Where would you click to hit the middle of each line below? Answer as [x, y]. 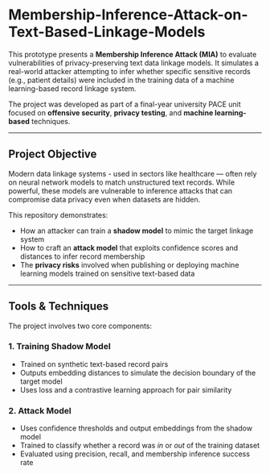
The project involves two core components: [80, 326]
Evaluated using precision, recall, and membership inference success [135, 454]
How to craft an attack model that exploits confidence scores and [129, 247]
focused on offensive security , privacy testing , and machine [111, 112]
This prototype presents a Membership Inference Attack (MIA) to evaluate [133, 54]
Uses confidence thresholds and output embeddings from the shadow [136, 428]
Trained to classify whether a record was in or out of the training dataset [139, 446]
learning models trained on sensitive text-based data [107, 273]
